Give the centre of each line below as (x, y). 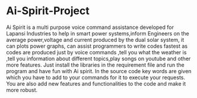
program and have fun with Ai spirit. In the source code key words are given (99, 71)
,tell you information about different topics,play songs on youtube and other (99, 58)
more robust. (22, 90)
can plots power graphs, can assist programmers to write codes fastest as (97, 46)
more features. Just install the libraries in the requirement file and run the (96, 65)
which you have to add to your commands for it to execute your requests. (96, 77)
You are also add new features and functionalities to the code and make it (96, 83)
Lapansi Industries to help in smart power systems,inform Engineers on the (98, 33)
